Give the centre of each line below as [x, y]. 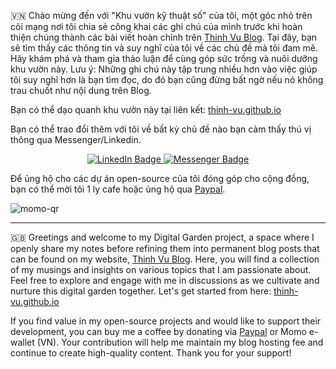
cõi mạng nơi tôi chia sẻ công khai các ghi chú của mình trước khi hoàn [156, 26]
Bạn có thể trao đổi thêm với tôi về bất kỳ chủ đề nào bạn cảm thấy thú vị [161, 129]
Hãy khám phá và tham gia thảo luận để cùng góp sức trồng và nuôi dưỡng [164, 58]
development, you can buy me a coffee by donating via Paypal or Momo [158, 331]
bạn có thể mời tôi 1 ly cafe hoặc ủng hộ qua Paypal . [118, 189]
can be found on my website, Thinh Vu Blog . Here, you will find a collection [165, 259]
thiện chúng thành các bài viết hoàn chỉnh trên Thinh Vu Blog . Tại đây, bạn [164, 37]
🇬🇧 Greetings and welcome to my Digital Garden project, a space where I [162, 237]
